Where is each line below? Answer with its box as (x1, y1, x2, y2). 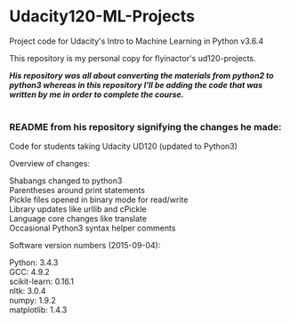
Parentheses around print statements (9, 185, 145, 196)
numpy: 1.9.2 (9, 296, 56, 306)
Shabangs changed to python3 (9, 175, 123, 186)
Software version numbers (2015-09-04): (9, 240, 161, 251)
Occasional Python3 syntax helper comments (9, 223, 176, 233)
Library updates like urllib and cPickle (9, 204, 147, 215)
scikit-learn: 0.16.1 (9, 276, 74, 287)
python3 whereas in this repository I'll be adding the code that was (9, 79, 263, 90)
